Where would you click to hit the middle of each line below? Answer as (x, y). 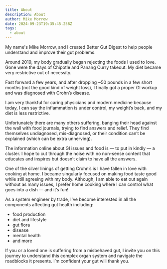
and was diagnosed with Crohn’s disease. (48, 93)
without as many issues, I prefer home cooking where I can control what (79, 184)
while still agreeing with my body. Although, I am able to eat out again (77, 179)
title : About (19, 10)
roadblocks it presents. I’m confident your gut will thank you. (67, 261)
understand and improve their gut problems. (50, 52)
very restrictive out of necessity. (38, 72)
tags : (11, 28)
